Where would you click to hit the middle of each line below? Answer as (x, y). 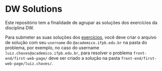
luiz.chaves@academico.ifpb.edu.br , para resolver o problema (69, 53)
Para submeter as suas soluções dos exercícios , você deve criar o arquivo (81, 37)
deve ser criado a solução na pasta (84, 58)
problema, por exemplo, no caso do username (52, 47)
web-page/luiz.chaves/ (28, 64)
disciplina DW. (20, 27)
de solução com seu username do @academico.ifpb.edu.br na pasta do (76, 42)
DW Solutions (34, 9)
